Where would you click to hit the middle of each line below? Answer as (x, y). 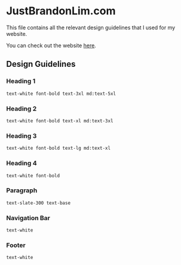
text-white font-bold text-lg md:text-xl (59, 148)
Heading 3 (22, 135)
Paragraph (22, 190)
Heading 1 (21, 81)
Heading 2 (22, 109)
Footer (16, 245)
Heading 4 (22, 164)
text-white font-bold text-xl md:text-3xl (60, 121)
